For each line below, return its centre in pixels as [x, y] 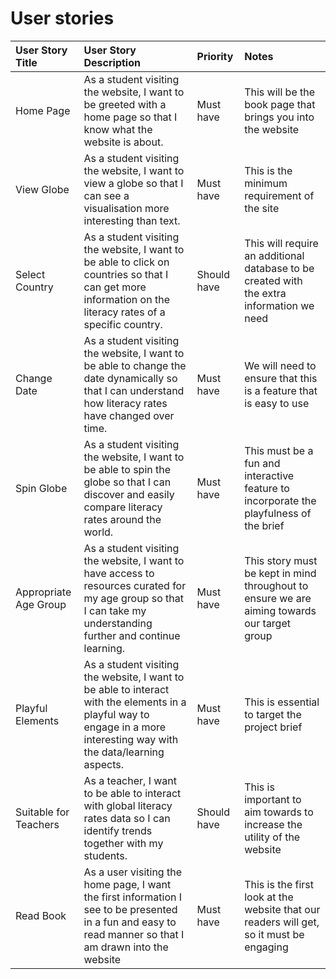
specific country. [123, 324]
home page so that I [130, 117]
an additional [274, 255]
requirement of [279, 195]
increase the [273, 824]
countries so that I [126, 274]
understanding [118, 623]
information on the [126, 299]
